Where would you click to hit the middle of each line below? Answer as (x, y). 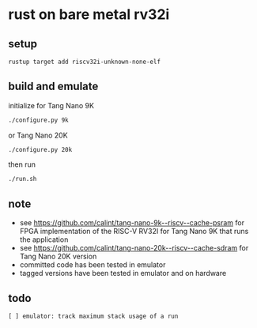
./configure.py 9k (38, 120)
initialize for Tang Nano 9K (51, 105)
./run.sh (23, 179)
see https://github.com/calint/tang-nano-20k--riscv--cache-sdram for (134, 248)
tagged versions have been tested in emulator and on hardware (123, 273)
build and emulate (53, 87)
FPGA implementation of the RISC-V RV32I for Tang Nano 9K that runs (134, 232)
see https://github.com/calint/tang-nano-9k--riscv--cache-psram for (132, 223)
